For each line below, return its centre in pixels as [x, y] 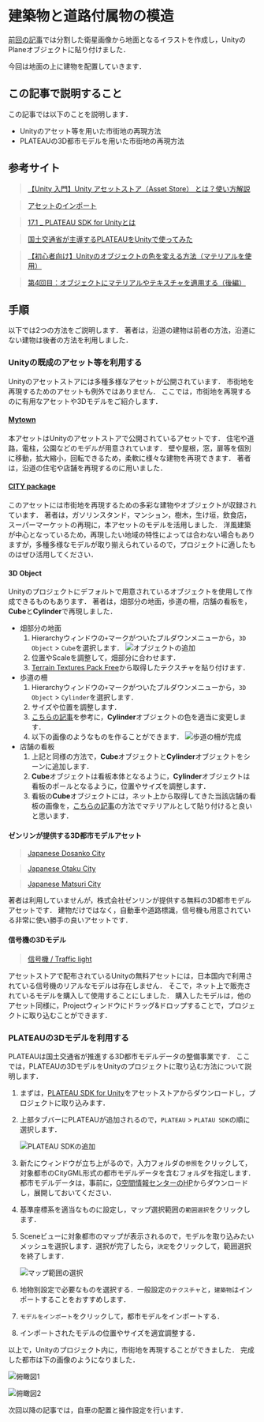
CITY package [32, 486]
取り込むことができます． [70, 1015]
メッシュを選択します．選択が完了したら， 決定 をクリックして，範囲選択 [136, 1246]
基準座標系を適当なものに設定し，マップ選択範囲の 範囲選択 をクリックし [135, 1209]
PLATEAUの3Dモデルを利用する [69, 1038]
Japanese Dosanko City [66, 854]
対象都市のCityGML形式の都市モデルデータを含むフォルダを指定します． [137, 1173]
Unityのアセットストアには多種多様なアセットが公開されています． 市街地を [131, 381]
